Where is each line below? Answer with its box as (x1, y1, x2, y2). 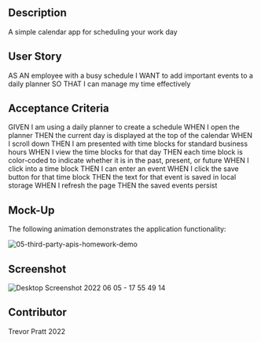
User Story (8, 50, 62, 64)
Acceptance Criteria (8, 102, 109, 115)
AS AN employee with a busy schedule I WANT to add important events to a (8, 71, 254, 80)
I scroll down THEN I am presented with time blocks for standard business (8, 139, 248, 148)
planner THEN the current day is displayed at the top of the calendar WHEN (8, 131, 253, 140)
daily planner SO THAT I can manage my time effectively (8, 78, 191, 89)
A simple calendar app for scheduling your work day (8, 27, 178, 36)
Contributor (8, 306, 67, 319)
